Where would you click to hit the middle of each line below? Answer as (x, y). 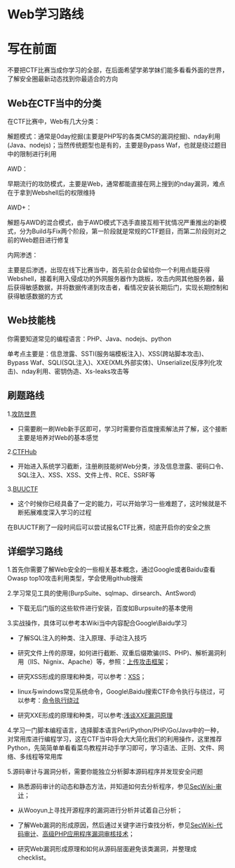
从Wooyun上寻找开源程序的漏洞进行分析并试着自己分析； (100, 810)
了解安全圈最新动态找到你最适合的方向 (62, 79)
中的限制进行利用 (32, 154)
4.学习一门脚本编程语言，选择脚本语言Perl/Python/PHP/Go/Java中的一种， (115, 730)
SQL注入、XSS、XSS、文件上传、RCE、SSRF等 (86, 474)
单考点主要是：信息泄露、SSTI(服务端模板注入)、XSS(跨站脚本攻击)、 (108, 354)
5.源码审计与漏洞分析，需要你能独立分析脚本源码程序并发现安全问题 (105, 772)
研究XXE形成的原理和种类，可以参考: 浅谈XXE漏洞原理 (95, 715)
